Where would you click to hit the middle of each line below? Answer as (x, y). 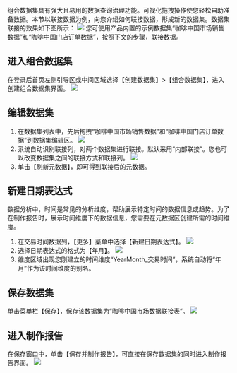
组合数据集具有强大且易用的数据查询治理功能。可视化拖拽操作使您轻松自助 (115, 10)
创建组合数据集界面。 (38, 88)
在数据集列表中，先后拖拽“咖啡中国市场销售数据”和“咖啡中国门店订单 (117, 131)
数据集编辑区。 (54, 140)
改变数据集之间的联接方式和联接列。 (76, 158)
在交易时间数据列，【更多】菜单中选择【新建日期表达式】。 (101, 242)
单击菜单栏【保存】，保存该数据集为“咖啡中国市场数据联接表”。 (98, 311)
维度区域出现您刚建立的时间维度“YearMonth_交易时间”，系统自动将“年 (119, 259)
